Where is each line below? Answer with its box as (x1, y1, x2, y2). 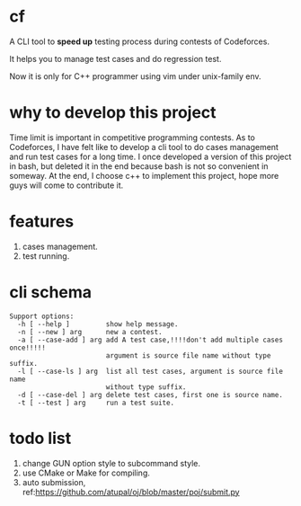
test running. (22, 250, 70, 262)
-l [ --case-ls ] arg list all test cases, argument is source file (17, 367, 283, 376)
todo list (9, 428, 72, 448)
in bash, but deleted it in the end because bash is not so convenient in (9, 160, 269, 172)
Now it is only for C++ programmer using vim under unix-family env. (9, 70, 262, 82)
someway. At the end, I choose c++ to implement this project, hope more (9, 170, 279, 181)
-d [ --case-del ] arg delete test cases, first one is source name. (17, 390, 283, 399)
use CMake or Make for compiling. (22, 467, 151, 478)
